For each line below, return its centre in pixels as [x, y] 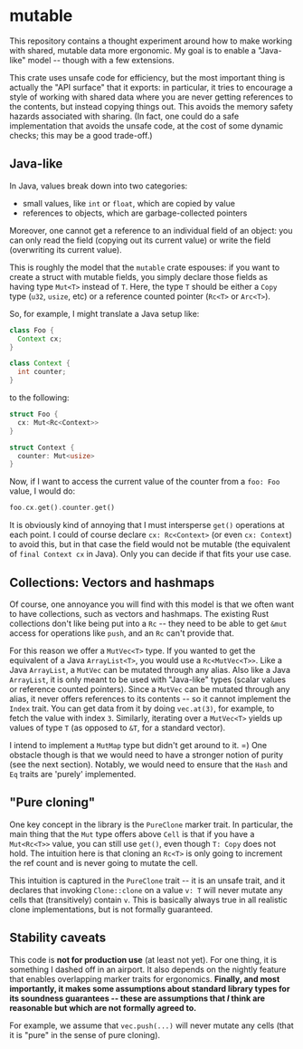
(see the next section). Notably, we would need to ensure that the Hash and [148, 764]
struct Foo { [34, 414]
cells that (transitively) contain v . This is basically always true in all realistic [148, 900]
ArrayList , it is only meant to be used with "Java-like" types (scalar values [148, 679]
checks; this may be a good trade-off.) [81, 135]
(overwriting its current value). [66, 249]
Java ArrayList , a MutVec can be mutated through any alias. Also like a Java [150, 669]
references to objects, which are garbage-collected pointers [135, 213]
